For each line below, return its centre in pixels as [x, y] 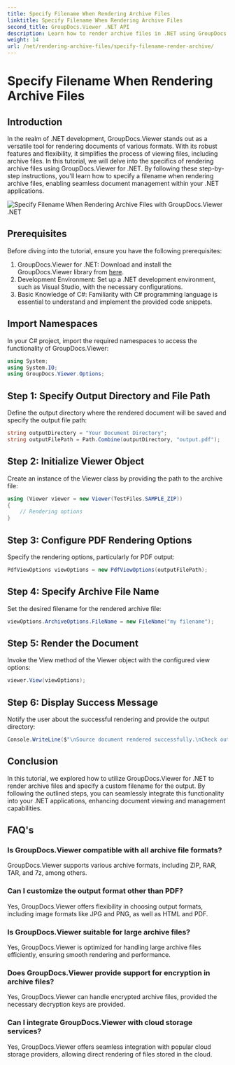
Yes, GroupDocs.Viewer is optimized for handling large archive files [104, 947]
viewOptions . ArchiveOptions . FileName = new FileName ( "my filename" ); [111, 622]
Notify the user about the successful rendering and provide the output [108, 719]
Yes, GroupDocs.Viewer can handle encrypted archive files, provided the [112, 997]
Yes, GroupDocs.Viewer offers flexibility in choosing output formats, [105, 906]
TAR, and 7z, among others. [47, 873]
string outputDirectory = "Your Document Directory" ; [87, 433]
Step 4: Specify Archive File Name [83, 592]
